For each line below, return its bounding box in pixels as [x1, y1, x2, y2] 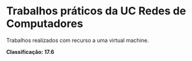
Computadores [6, 17, 83, 30]
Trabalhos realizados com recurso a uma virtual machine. [6, 36, 149, 44]
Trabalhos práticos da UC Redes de [6, 4, 186, 18]
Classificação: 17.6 [6, 48, 54, 55]
